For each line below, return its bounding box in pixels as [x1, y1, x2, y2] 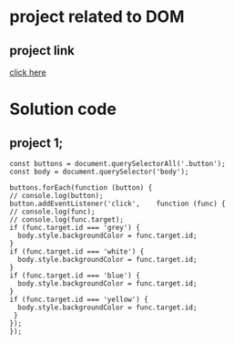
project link [9, 43, 76, 58]
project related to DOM [9, 6, 185, 27]
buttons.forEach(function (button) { [9, 183, 153, 193]
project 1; [9, 135, 64, 151]
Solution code [9, 99, 117, 120]
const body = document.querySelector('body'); [9, 167, 189, 176]
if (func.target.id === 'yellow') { [9, 295, 148, 304]
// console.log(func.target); [9, 215, 125, 224]
